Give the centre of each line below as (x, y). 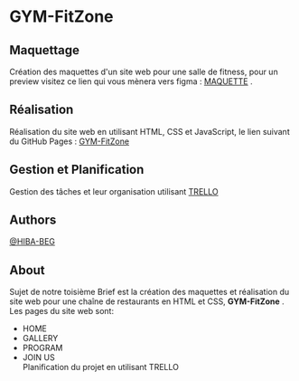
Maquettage (44, 50)
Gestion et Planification (77, 170)
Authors (33, 220)
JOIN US (39, 357)
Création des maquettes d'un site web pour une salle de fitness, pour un (144, 71)
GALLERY (40, 338)
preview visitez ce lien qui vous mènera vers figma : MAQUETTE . (131, 81)
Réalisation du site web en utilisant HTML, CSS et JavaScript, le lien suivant (150, 131)
